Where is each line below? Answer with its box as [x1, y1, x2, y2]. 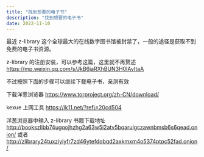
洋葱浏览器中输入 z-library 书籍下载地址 [6, 117, 105, 124]
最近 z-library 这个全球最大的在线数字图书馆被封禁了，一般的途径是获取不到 [6, 38, 196, 45]
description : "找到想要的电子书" [6, 15, 84, 21]
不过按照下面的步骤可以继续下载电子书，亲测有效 [6, 78, 129, 86]
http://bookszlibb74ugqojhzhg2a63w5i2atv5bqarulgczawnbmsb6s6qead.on [6, 123, 198, 131]
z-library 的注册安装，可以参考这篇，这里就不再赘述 [6, 59, 136, 66]
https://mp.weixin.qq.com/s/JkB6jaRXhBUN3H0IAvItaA [6, 65, 144, 73]
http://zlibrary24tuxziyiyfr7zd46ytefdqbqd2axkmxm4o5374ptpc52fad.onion [6, 138, 198, 145]
